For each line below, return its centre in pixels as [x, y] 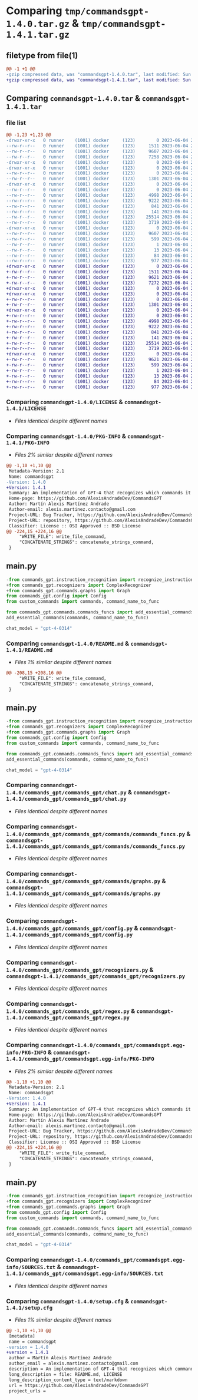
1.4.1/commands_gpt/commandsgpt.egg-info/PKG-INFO [80, 1059]
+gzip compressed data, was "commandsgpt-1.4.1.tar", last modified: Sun [99, 80]
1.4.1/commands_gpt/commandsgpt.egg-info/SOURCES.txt [85, 1274]
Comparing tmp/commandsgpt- [77, 11]
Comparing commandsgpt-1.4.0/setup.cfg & [68, 1301]
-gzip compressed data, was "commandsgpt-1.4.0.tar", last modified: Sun [99, 74]
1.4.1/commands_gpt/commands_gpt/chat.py [66, 799]
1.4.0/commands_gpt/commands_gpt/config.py [70, 929]
